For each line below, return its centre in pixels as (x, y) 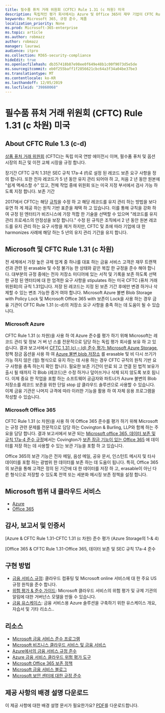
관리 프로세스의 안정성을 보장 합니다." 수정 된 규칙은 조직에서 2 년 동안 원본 (77, 220)
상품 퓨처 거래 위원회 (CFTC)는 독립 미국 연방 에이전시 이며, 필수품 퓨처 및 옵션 (80, 156)
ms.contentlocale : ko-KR (30, 78)
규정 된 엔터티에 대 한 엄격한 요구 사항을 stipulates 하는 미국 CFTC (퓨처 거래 (84, 280)
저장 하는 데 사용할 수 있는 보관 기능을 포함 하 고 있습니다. (69, 445)
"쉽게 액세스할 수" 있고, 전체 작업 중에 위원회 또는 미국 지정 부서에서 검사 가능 (79, 185)
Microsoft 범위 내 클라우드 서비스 (53, 492)
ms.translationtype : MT (29, 74)
